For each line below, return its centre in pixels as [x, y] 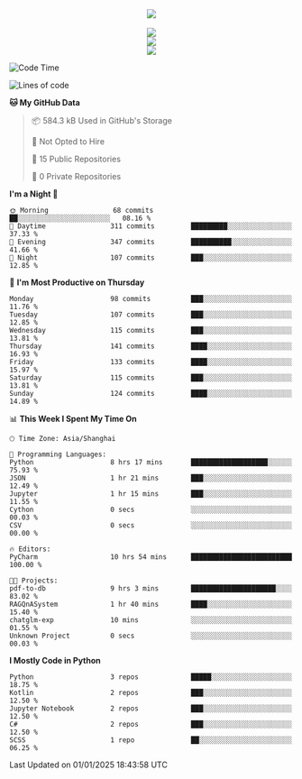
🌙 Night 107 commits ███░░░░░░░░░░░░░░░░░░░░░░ [151, 258]
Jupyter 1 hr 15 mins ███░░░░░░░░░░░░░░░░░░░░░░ [151, 494]
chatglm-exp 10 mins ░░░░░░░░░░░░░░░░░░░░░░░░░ [151, 620]
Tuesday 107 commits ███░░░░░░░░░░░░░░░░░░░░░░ [151, 315]
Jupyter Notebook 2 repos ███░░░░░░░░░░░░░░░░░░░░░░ [151, 709]
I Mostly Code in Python [55, 660]
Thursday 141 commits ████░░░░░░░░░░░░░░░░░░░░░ [151, 346]
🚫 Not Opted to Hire [68, 142]
